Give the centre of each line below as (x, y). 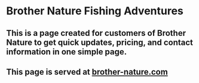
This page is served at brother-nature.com (87, 72)
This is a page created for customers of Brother (96, 33)
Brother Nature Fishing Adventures (95, 11)
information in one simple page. (67, 52)
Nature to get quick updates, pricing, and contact (99, 42)
